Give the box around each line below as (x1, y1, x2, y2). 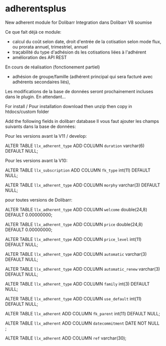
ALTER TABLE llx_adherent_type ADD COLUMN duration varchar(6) (5, 142, 145, 149)
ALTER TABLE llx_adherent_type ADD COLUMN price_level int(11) (5, 236, 142, 242)
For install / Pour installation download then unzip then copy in (5, 103, 132, 109)
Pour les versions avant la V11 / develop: (5, 133, 87, 139)
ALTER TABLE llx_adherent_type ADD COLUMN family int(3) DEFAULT (5, 281, 150, 287)
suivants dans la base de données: (5, 123, 76, 129)
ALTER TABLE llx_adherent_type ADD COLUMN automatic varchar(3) (5, 251, 147, 257)
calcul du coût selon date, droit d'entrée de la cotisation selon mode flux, (12, 38, 162, 45)
